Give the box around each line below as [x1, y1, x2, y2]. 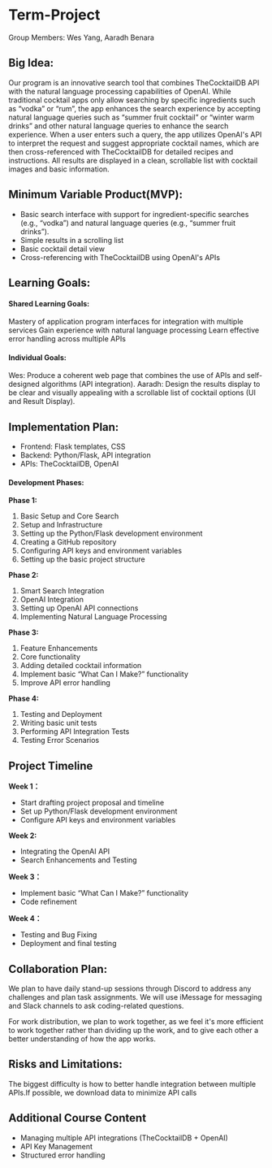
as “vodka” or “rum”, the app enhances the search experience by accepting [8, 103, 261, 113]
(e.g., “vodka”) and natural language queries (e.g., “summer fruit [19, 218, 235, 228]
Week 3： [8, 872, 42, 882]
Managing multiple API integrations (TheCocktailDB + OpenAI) [19, 1132, 229, 1143]
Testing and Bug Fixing [19, 930, 97, 940]
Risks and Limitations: [8, 1057, 123, 1071]
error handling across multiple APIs [8, 334, 126, 344]
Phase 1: [8, 496, 38, 506]
